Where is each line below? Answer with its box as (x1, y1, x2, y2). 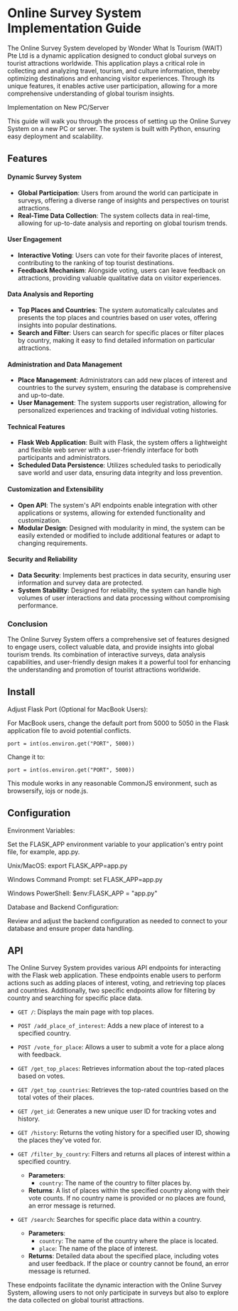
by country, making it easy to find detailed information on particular (17, 336, 215, 344)
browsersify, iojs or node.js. (7, 786, 89, 795)
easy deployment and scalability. (7, 132, 104, 140)
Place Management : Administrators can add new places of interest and (17, 376, 227, 384)
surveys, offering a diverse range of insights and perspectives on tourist (17, 196, 229, 205)
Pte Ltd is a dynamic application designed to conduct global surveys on (7, 51, 217, 60)
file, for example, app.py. (7, 847, 80, 856)
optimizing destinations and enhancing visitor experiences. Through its (7, 73, 215, 83)
